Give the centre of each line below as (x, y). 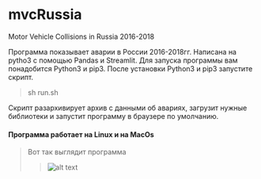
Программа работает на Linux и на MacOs (81, 134)
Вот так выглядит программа (77, 152)
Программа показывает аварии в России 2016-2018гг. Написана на (123, 51)
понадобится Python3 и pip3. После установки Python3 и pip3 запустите (130, 68)
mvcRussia (45, 15)
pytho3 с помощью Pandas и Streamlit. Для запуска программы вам (123, 60)
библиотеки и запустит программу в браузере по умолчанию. (113, 116)
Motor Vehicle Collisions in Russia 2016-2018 (81, 36)
